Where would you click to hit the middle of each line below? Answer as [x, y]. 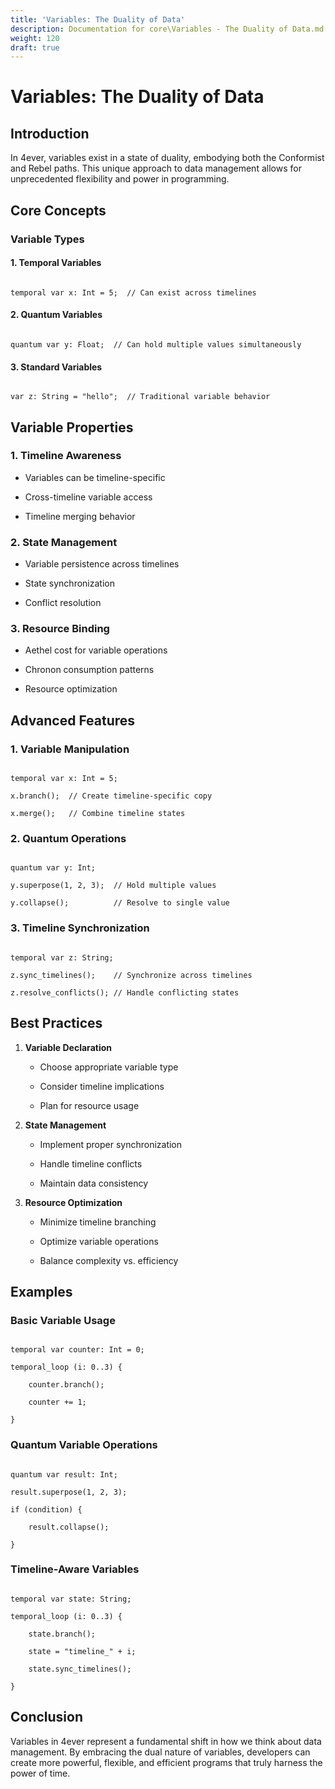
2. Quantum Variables [56, 315]
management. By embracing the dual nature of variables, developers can [160, 1752]
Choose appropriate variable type [109, 1067]
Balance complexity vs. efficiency [109, 1260]
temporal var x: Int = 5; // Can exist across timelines [133, 292]
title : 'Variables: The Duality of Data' [98, 19]
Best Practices [56, 1023]
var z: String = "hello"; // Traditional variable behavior [140, 397]
